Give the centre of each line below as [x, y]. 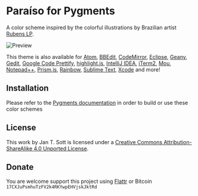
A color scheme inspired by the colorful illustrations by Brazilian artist [92, 27]
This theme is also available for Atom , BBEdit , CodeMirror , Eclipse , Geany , [97, 57]
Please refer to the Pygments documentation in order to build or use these [97, 102]
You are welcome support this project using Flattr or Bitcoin [79, 181]
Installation [27, 88]
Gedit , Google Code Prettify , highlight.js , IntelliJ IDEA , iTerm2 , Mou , [89, 63]
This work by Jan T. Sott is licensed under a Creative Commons [84, 142]
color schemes [24, 109]
